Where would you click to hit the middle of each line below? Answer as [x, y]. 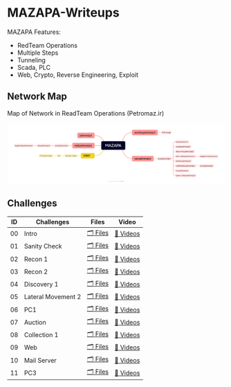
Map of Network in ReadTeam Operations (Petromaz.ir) [86, 113]
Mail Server [40, 360]
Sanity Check [43, 246]
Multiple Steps [38, 53]
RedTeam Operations [47, 45]
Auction [35, 322]
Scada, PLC [34, 67]
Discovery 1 [41, 285]
